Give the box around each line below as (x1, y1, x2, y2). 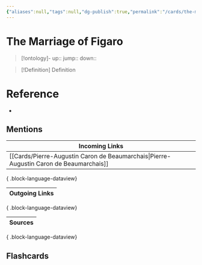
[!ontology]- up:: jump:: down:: (20, 55, 97, 62)
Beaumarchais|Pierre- (108, 152, 171, 161)
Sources (9, 218, 34, 227)
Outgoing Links (9, 189, 54, 198)
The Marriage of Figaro (6, 34, 123, 48)
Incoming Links (78, 142, 124, 150)
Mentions (6, 124, 43, 134)
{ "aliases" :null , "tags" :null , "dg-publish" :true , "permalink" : (6, 8, 163, 15)
